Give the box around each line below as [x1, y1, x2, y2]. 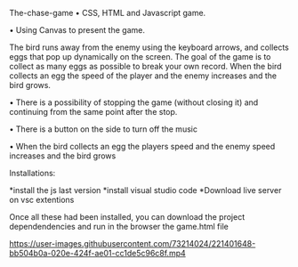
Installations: [9, 168, 56, 178]
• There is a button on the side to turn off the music [9, 124, 198, 134]
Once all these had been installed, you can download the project [9, 212, 246, 222]
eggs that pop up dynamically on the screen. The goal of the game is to [9, 52, 271, 61]
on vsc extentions [9, 195, 75, 205]
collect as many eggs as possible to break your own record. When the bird [9, 61, 282, 71]
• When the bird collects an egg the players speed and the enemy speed [9, 142, 276, 151]
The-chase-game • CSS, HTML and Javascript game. [9, 8, 206, 18]
